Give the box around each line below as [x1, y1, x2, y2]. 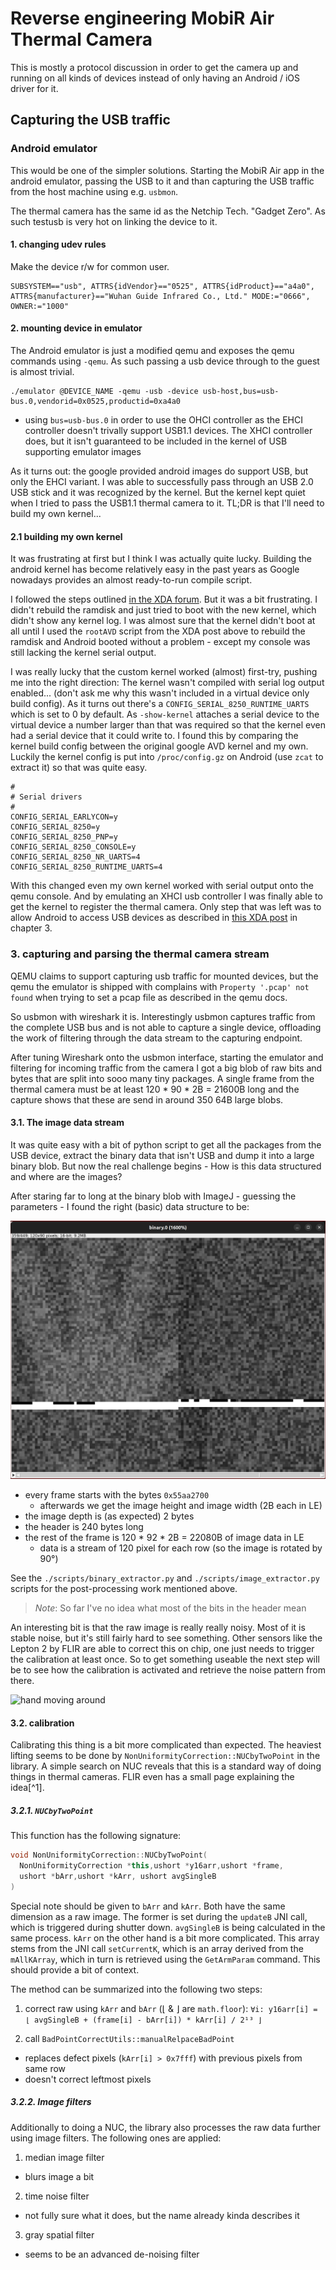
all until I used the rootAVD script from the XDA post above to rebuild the [10, 625, 306, 637]
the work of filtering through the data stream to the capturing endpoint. [10, 1032, 303, 1044]
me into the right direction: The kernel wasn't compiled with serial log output [10, 677, 325, 689]
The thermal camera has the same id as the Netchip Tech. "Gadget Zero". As [10, 205, 326, 217]
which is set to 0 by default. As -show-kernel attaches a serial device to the [10, 708, 320, 721]
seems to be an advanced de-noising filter [24, 2248, 200, 2260]
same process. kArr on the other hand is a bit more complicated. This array [10, 1932, 320, 1944]
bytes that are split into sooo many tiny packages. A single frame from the [10, 1072, 315, 1084]
